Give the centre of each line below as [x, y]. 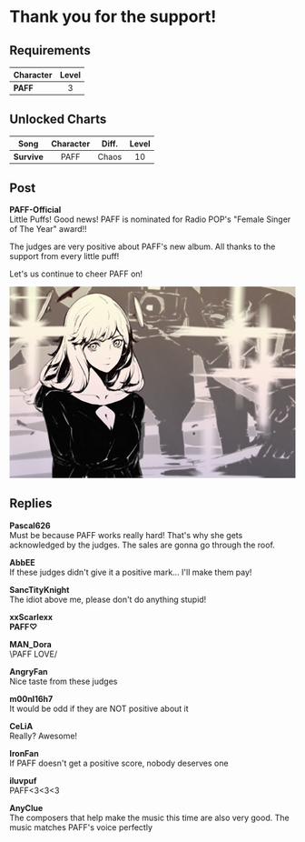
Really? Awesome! [44, 736]
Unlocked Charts [58, 119]
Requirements [50, 50]
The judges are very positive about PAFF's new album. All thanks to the [143, 246]
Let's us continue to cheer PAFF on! [76, 274]
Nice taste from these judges [64, 681]
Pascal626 [30, 526]
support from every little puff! [64, 256]
